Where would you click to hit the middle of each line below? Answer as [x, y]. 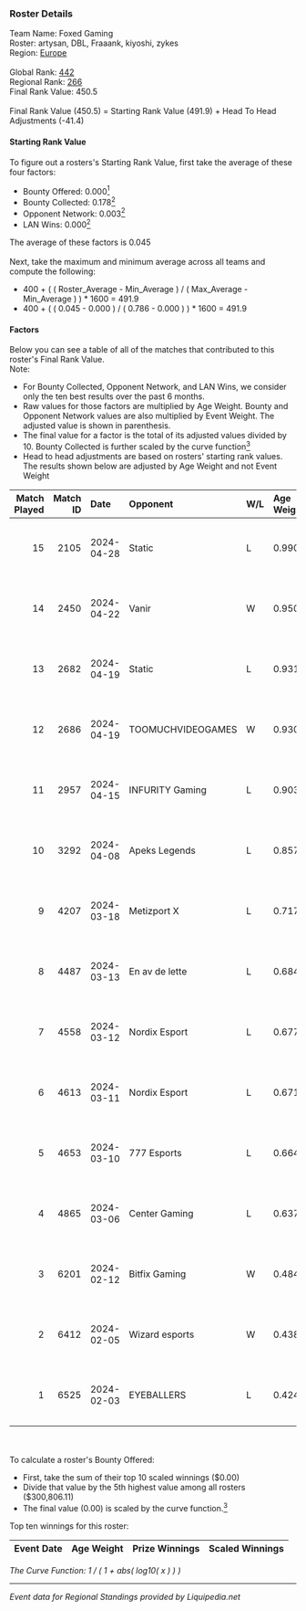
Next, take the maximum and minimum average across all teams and [138, 262]
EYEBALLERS [158, 1395]
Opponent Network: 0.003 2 [74, 213]
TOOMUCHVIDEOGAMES [183, 729]
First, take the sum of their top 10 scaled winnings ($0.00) [131, 1477]
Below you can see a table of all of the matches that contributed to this [142, 350]
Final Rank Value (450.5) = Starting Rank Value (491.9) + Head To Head [143, 111]
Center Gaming [161, 1213]
